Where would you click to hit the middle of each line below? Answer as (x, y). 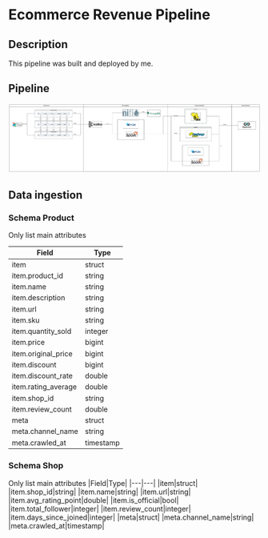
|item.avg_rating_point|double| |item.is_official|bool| (94, 500)
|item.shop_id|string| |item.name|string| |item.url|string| (100, 492)
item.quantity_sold (42, 331)
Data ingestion (45, 195)
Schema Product (41, 218)
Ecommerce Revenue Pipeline (109, 15)
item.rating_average (44, 387)
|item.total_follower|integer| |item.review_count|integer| (100, 508)
